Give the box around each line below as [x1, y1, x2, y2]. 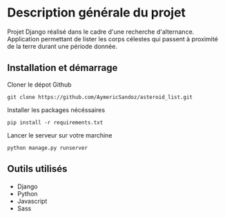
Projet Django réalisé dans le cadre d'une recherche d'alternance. [7, 28, 195, 36]
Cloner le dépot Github [7, 80, 72, 89]
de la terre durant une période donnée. [7, 42, 117, 50]
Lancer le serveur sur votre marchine [7, 131, 112, 139]
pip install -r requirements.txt [7, 119, 104, 126]
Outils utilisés [7, 163, 68, 175]
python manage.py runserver [7, 144, 88, 151]
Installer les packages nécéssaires [7, 105, 106, 114]
